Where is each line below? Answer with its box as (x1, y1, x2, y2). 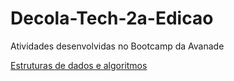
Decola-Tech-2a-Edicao (10, 7, 214, 30)
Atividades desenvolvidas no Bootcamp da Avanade (10, 40, 225, 52)
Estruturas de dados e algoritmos (10, 59, 148, 71)
